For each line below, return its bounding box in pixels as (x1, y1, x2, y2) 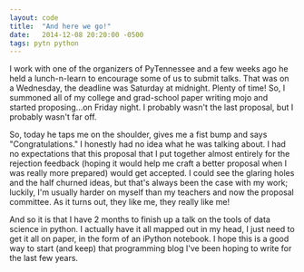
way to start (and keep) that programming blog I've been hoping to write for (9, 243, 292, 254)
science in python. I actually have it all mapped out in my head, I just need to (9, 224, 295, 235)
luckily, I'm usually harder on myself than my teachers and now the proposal (9, 187, 295, 198)
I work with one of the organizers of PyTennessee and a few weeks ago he (9, 63, 289, 74)
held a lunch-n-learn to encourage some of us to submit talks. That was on (9, 73, 289, 84)
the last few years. (9, 253, 79, 264)
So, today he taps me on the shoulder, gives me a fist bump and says (9, 129, 268, 141)
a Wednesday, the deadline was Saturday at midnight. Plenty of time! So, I (9, 83, 286, 93)
